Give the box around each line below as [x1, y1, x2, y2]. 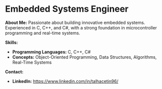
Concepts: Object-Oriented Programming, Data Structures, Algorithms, [12, 54, 157, 60]
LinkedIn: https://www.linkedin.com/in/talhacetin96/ [12, 78, 119, 84]
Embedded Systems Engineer [5, 3, 129, 15]
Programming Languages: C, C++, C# [12, 49, 91, 55]
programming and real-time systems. [5, 30, 80, 36]
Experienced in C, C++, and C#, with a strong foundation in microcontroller [5, 24, 157, 30]
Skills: [5, 39, 18, 45]
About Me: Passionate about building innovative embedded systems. [5, 20, 145, 25]
